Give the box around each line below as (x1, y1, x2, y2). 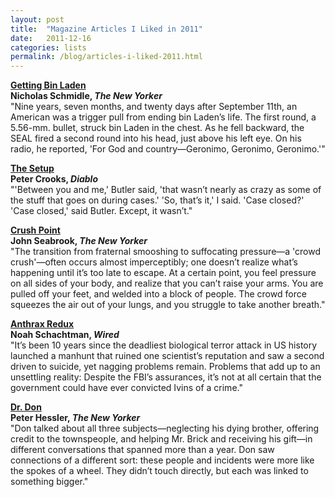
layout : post (10, 14, 65, 25)
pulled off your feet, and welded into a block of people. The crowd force (10, 288, 307, 300)
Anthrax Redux (10, 318, 75, 330)
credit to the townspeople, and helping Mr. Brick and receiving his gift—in (10, 433, 313, 445)
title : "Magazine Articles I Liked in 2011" (10, 24, 203, 34)
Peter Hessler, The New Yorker (10, 412, 141, 424)
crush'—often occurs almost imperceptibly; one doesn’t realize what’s (10, 256, 298, 268)
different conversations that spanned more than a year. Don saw (10, 444, 275, 456)
